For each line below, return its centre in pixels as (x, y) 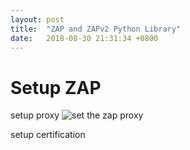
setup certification (48, 135)
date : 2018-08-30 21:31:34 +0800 (84, 38)
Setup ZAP (56, 87)
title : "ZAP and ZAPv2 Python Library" (96, 29)
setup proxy (35, 115)
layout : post (37, 19)
